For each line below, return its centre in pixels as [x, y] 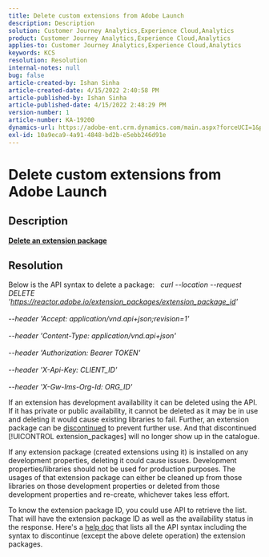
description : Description [51, 23]
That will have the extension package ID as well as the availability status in [131, 519]
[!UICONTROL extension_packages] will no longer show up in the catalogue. [134, 437]
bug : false [26, 75]
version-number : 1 [39, 113]
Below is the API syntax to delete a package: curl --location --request [125, 285]
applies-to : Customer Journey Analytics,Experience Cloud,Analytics [125, 46]
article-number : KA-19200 [51, 120]
